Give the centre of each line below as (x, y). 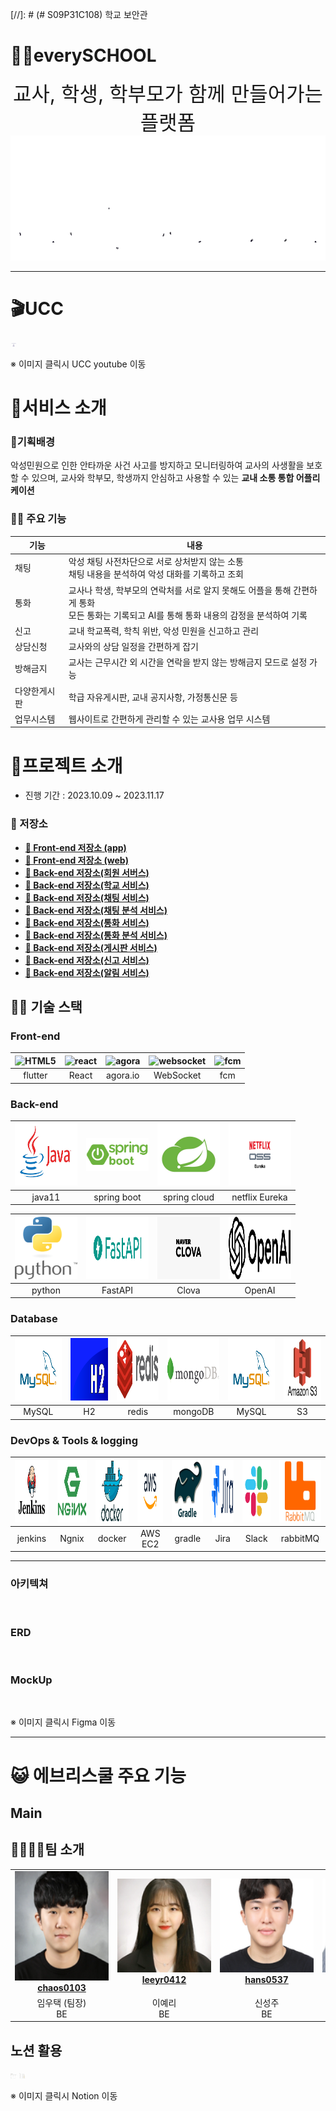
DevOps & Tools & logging (74, 1440)
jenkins (31, 1539)
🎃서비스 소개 (58, 408)
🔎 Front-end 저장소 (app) (75, 847)
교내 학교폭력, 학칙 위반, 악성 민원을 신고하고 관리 (164, 630)
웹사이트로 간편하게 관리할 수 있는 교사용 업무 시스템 (169, 719)
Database (34, 1319)
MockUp (31, 1680)
